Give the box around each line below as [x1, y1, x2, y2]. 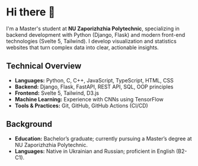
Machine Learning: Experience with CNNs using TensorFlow [14, 95, 164, 103]
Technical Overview [6, 61, 82, 71]
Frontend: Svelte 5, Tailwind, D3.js [14, 89, 100, 97]
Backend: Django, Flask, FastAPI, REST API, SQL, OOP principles [14, 83, 174, 90]
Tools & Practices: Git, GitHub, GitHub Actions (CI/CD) [14, 102, 148, 109]
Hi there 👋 [6, 5, 55, 19]
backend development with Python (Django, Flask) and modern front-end [6, 31, 186, 38]
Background [6, 119, 52, 129]
